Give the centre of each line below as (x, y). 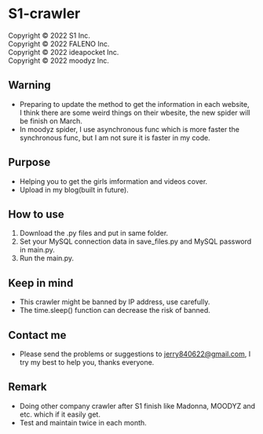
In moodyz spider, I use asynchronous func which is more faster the (129, 129)
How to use (36, 214)
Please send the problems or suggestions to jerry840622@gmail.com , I (135, 354)
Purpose (29, 162)
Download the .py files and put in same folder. (94, 234)
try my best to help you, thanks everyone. (87, 362)
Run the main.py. (47, 258)
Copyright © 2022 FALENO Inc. (59, 43)
